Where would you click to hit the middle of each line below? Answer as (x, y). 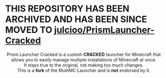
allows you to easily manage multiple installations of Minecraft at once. (84, 59)
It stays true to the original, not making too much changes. (84, 65)
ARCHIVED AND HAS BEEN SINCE (76, 19)
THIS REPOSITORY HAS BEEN (67, 9)
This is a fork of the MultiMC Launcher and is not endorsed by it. (84, 70)
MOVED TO (29, 30)
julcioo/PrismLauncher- (104, 30)
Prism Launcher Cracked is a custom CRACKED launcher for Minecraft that (84, 54)
